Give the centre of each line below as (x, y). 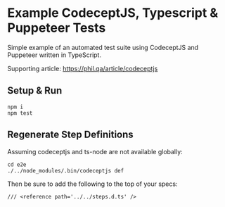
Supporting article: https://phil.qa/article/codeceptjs (83, 68)
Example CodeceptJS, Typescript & (113, 13)
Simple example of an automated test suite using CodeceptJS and (103, 47)
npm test (20, 113)
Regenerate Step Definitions (70, 135)
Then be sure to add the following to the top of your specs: (92, 184)
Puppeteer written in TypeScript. (54, 55)
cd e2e (17, 164)
